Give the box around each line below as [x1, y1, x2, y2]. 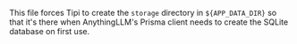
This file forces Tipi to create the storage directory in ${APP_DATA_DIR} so [9, 8, 277, 18]
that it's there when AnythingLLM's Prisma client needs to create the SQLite [9, 17, 289, 27]
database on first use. [9, 26, 90, 36]
